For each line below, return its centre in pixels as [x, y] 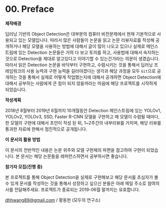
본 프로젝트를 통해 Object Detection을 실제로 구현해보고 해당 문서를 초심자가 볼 [82, 177]
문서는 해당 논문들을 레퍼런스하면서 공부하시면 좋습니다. [74, 156]
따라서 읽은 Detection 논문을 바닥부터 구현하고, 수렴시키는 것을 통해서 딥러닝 [79, 65]
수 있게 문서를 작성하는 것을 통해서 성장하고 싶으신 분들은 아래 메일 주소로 [76, 183]
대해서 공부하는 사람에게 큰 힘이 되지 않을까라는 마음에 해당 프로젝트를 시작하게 [81, 83]
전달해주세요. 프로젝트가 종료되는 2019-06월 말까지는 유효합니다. [77, 189]
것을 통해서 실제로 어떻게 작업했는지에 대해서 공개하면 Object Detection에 [89, 77]
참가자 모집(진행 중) [24, 166]
